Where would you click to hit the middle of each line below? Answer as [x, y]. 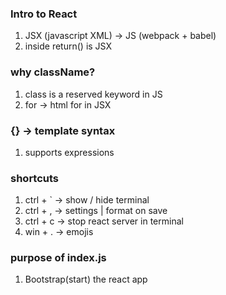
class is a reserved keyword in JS [93, 94]
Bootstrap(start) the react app [86, 279]
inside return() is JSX [68, 46]
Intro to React [44, 14]
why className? [53, 72]
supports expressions [69, 152]
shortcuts [35, 178]
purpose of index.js [58, 258]
